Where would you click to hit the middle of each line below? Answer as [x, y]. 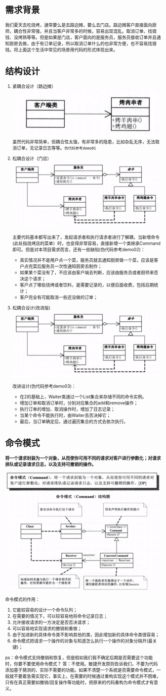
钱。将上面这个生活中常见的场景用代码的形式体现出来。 [61, 50]
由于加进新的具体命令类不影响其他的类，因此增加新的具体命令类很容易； [86, 635]
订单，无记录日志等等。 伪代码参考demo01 [56, 148]
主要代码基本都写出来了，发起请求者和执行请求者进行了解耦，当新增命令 [86, 237]
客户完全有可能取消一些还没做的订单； [59, 297]
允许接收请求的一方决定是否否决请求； [51, 622]
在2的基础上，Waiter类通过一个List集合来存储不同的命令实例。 [83, 397]
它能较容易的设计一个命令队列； [45, 610]
